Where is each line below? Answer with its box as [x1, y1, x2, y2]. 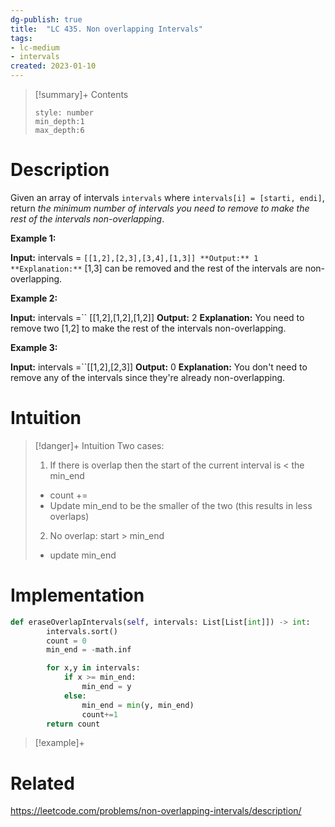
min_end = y [81, 682, 132, 692]
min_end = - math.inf [46, 645, 132, 655]
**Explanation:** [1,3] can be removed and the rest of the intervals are [10, 262, 303, 274]
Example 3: [10, 341, 58, 353]
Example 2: [10, 292, 58, 304]
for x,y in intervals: [46, 663, 141, 673]
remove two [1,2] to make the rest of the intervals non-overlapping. [10, 322, 287, 334]
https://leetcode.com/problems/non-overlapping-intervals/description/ [10, 805, 302, 817]
